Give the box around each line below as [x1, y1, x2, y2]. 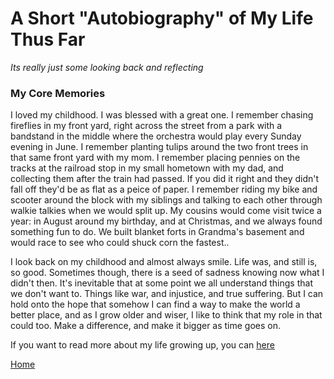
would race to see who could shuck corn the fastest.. [10, 237, 230, 249]
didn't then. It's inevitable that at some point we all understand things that [10, 277, 313, 289]
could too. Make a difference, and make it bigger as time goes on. [10, 320, 282, 332]
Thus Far [10, 28, 86, 51]
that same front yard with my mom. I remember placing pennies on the [10, 152, 301, 164]
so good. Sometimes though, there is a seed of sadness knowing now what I [10, 267, 325, 279]
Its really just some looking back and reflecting [10, 61, 204, 73]
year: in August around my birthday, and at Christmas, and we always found [10, 215, 323, 227]
